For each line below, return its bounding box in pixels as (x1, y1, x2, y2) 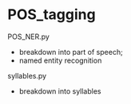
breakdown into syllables (18, 86, 101, 96)
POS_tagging (7, 6, 97, 24)
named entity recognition (18, 56, 102, 65)
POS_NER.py (7, 32, 50, 41)
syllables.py (7, 71, 47, 80)
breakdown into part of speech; (18, 47, 123, 56)
